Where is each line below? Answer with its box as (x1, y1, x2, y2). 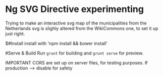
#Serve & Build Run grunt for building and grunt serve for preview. (5, 50, 144, 56)
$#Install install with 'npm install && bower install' (5, 40, 107, 46)
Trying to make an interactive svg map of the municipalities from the (5, 20, 147, 26)
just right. (5, 30, 25, 36)
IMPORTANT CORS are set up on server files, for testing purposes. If (5, 59, 148, 65)
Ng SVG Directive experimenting (5, 3, 144, 15)
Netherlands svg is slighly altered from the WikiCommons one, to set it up (5, 25, 158, 31)
